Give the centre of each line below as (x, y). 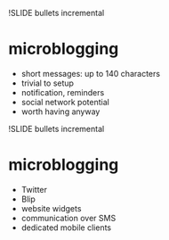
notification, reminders (63, 92)
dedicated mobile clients (66, 228)
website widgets (51, 208)
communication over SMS (68, 218)
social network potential (65, 102)
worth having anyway (60, 112)
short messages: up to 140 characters (91, 73)
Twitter (34, 189)
